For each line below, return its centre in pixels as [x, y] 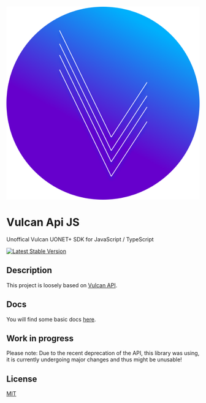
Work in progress [40, 338]
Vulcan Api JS [43, 223]
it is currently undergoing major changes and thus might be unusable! [94, 360]
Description [29, 270]
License [22, 379]
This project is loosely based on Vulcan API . [62, 285]
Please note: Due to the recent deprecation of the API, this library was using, [103, 353]
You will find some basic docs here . [51, 319]
